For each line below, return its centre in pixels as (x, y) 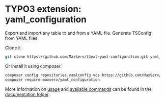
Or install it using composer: (34, 66)
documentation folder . (27, 94)
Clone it (13, 48)
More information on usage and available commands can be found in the (79, 89)
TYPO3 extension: (43, 9)
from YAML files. (22, 38)
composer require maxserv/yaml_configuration (52, 79)
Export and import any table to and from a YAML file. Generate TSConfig (78, 33)
